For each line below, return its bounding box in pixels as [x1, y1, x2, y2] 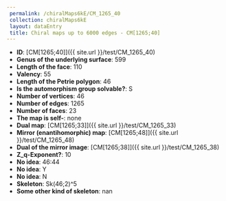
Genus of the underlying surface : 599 [16, 56, 126, 64]
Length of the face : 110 [16, 63, 83, 71]
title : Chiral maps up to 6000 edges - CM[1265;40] [9, 29, 161, 36]
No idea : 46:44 [16, 158, 60, 166]
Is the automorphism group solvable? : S [16, 85, 133, 93]
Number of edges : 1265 [16, 99, 85, 107]
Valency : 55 [16, 70, 52, 78]
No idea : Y [16, 165, 47, 173]
